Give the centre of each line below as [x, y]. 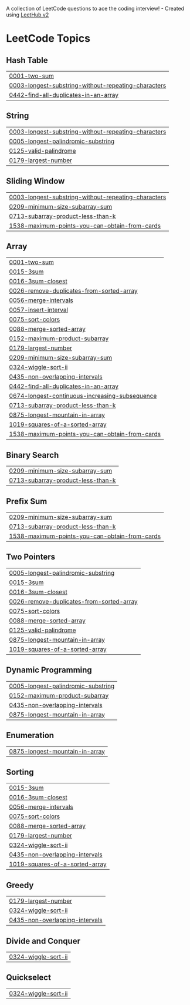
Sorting [20, 772]
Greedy [20, 885]
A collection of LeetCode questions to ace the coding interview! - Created [95, 9]
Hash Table [27, 60]
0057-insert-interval [39, 310]
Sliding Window [35, 181]
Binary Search [33, 455]
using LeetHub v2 [28, 15]
